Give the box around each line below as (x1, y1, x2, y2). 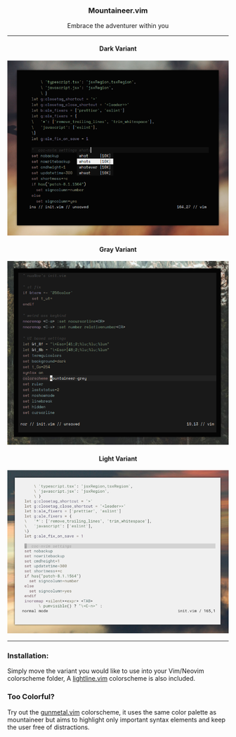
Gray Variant (99, 245, 137, 253)
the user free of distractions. (7, 723, 90, 731)
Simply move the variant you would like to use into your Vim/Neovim (7, 667, 205, 675)
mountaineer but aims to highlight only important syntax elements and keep (7, 715, 226, 724)
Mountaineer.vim (88, 6, 148, 15)
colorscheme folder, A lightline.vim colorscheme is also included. (7, 674, 195, 683)
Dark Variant (99, 44, 137, 53)
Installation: (7, 651, 49, 660)
